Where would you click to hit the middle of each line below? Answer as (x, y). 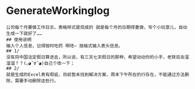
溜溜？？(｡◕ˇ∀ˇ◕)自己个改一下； (40, 63)
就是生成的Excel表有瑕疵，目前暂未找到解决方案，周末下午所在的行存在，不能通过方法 (95, 74)
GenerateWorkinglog (58, 11)
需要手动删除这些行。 (36, 81)
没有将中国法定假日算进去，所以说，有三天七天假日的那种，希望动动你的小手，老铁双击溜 (97, 57)
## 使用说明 (19, 40)
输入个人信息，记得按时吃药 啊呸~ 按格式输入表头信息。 (64, 46)
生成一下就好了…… (24, 33)
